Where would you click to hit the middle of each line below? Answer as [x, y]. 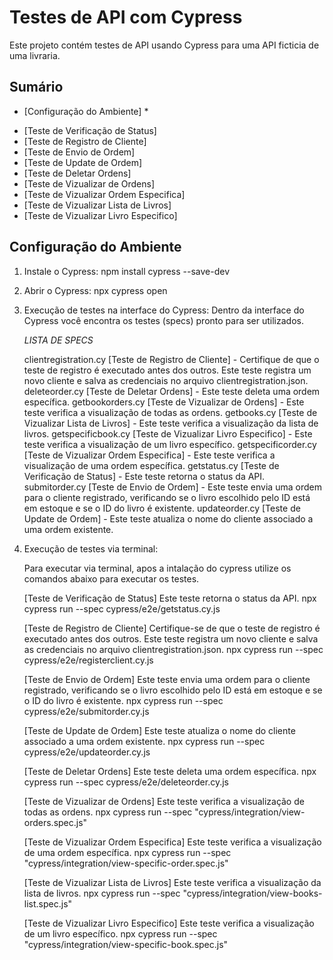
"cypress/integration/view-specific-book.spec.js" [126, 944]
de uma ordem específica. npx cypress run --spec [127, 852]
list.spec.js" [48, 903]
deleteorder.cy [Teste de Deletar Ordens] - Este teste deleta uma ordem [172, 391]
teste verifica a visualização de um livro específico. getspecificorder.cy [170, 444]
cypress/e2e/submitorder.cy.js [86, 711]
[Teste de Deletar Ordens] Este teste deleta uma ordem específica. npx [170, 771]
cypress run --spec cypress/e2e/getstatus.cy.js [122, 608]
